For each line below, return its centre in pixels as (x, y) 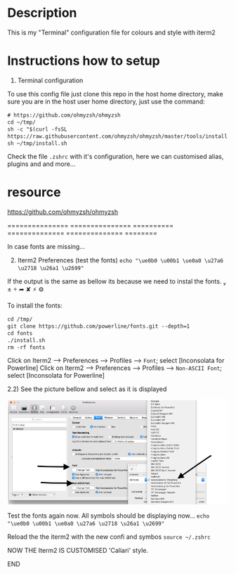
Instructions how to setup (84, 61)
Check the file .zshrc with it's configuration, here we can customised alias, (116, 156)
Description (42, 13)
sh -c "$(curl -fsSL (38, 129)
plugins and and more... (41, 164)
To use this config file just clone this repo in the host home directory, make (115, 94)
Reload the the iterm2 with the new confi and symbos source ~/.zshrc (109, 537)
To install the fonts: (35, 305)
